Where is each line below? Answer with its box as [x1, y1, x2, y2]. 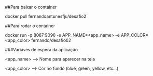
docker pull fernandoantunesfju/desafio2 [5, 14, 86, 19]
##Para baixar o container [5, 4, 57, 10]
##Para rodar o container [5, 23, 56, 29]
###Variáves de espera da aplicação [5, 47, 78, 52]
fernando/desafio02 [31, 37, 71, 43]
